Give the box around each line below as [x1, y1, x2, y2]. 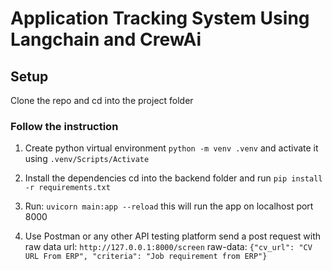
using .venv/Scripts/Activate [24, 153, 150, 165]
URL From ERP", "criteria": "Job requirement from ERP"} [24, 252, 268, 262]
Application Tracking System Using [10, 7, 310, 30]
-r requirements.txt [24, 183, 111, 193]
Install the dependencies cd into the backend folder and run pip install [24, 172, 323, 184]
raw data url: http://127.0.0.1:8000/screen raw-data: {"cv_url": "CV [24, 241, 313, 253]
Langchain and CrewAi [10, 28, 202, 51]
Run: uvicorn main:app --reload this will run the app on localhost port [24, 200, 314, 212]
